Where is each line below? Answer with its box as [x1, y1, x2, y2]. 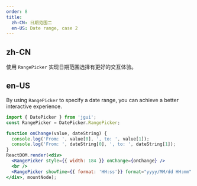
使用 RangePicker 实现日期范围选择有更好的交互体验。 [6, 63, 137, 71]
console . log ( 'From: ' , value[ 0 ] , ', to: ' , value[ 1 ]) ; [11, 136, 150, 142]
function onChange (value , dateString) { [6, 130, 108, 136]
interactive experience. [6, 103, 62, 110]
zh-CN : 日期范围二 [11, 19, 52, 25]
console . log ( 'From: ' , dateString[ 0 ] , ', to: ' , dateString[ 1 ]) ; [11, 141, 176, 148]
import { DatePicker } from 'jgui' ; [6, 114, 96, 120]
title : [6, 14, 22, 20]
